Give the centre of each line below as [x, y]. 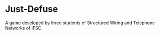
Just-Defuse [32, 9]
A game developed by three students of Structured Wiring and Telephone [80, 23]
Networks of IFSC [23, 28]
